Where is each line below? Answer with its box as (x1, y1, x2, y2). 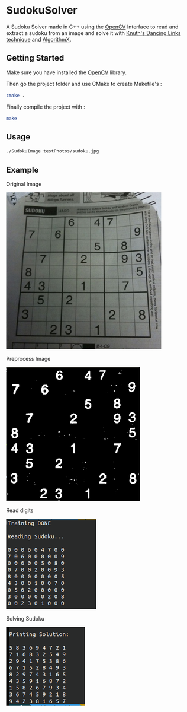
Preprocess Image (6, 355, 51, 362)
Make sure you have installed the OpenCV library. (6, 69, 127, 76)
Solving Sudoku (6, 615, 45, 622)
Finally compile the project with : (6, 103, 86, 110)
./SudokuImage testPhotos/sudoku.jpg (6, 148, 99, 154)
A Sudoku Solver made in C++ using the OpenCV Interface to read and (6, 23, 179, 30)
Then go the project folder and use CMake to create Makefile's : (6, 80, 162, 87)
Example (6, 164, 39, 175)
